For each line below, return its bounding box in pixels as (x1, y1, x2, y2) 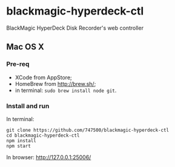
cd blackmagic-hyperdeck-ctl (6, 132, 80, 139)
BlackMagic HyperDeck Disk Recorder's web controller (6, 24, 144, 31)
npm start (6, 143, 31, 149)
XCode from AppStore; (15, 74, 73, 81)
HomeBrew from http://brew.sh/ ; (15, 80, 96, 87)
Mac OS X (6, 42, 44, 52)
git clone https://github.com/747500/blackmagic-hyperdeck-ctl (6, 127, 170, 133)
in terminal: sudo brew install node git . (15, 87, 117, 94)
